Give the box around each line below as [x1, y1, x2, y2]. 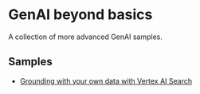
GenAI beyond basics [8, 6, 153, 24]
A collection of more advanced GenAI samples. [8, 32, 163, 41]
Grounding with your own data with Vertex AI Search [19, 76, 193, 85]
